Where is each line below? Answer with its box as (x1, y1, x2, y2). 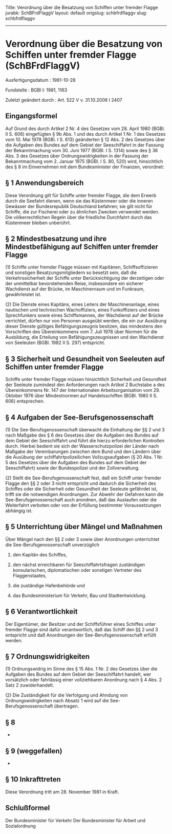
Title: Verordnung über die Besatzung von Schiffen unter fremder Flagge (5, 5, 158, 10)
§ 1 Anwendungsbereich (5, 178, 84, 187)
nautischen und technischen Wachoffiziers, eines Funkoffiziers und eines (5, 307, 160, 313)
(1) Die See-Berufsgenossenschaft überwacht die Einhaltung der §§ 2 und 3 (5, 427, 165, 432)
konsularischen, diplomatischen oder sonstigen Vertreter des (12, 567, 142, 573)
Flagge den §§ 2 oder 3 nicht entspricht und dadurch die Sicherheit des (5, 480, 156, 486)
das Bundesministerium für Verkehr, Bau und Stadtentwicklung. (12, 592, 147, 599)
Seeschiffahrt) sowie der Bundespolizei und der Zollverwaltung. (5, 465, 140, 471)
